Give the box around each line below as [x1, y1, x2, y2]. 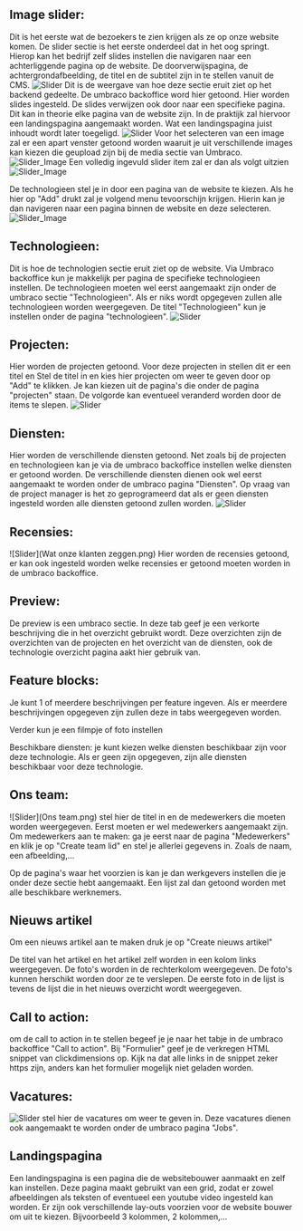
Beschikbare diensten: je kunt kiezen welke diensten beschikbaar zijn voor [9, 742, 287, 753]
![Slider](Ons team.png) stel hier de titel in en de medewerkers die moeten [9, 811, 287, 822]
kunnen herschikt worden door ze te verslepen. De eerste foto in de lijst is [9, 974, 285, 985]
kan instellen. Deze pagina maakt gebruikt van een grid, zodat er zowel [9, 1182, 274, 1193]
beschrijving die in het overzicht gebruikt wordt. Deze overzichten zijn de [9, 627, 282, 638]
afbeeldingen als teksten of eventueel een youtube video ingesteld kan [9, 1191, 274, 1203]
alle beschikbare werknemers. [9, 887, 122, 898]
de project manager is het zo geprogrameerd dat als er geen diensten [9, 488, 269, 499]
